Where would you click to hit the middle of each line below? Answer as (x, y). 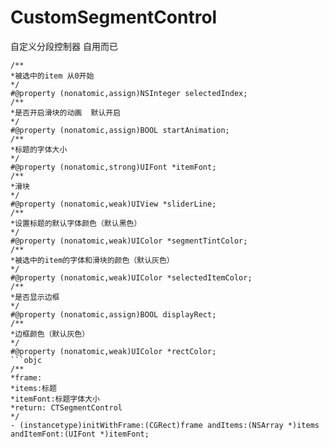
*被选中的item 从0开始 (52, 76)
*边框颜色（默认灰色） (50, 334)
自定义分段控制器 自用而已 (64, 46)
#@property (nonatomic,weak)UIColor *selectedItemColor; (131, 277)
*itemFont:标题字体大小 (55, 399)
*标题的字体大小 (39, 149)
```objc (26, 360)
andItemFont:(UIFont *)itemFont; (80, 434)
